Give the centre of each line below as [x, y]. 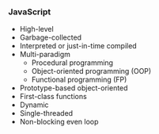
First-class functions [53, 97]
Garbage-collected [50, 37]
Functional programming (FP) [79, 80]
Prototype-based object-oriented [74, 88]
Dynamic [34, 105]
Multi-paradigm [45, 55]
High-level [36, 29]
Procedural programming [72, 63]
